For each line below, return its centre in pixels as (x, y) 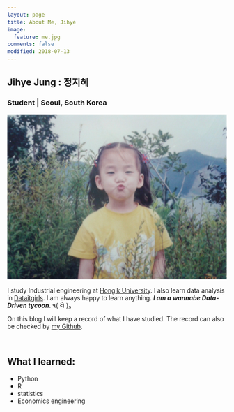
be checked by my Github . (45, 326)
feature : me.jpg (37, 37)
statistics (30, 393)
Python (28, 378)
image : (17, 29)
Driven (17, 305)
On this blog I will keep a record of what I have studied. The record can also (116, 318)
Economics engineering (51, 401)
